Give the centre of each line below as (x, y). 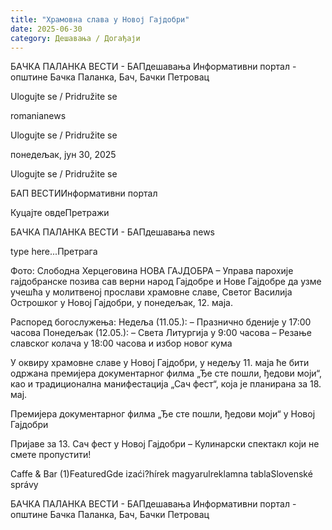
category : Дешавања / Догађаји (75, 38)
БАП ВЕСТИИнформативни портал (84, 193)
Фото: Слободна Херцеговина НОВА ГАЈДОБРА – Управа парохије (152, 271)
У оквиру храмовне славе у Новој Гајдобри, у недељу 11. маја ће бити (160, 363)
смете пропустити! (51, 455)
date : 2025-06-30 (46, 29)
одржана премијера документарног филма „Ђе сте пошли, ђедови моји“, (166, 373)
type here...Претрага (54, 252)
